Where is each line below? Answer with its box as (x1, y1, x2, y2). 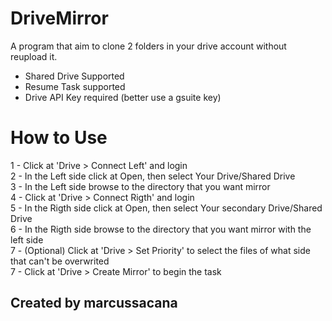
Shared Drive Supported (24, 70, 125, 82)
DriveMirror (10, 7, 109, 30)
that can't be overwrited (10, 255, 110, 267)
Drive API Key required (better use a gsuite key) (24, 91, 222, 103)
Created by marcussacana (10, 295, 178, 312)
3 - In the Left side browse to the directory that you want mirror (10, 180, 271, 192)
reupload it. (10, 50, 58, 62)
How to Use (10, 127, 108, 149)
